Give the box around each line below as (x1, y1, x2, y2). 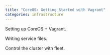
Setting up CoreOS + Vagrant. (5, 25, 66, 31)
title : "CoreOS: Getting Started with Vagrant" (5, 7, 106, 12)
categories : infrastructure (5, 12, 64, 17)
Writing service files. (5, 35, 47, 41)
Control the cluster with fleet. (5, 45, 65, 51)
